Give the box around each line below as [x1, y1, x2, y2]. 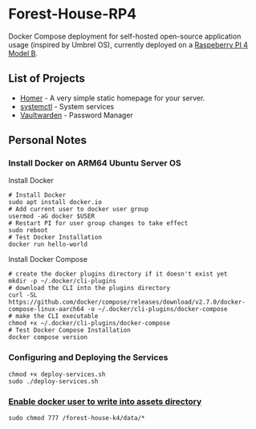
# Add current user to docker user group [8, 206, 149, 214]
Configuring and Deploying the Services [8, 352, 169, 363]
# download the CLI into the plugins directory [8, 284, 171, 292]
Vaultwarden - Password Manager [19, 110, 134, 120]
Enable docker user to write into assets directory [8, 395, 202, 407]
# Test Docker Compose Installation [8, 326, 131, 334]
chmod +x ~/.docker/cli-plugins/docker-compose [8, 319, 171, 328]
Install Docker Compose [8, 255, 88, 264]
